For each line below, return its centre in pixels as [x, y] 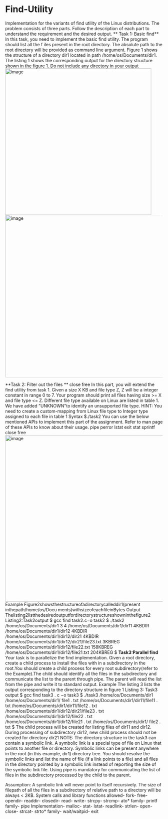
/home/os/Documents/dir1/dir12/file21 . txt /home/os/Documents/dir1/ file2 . [83, 722]
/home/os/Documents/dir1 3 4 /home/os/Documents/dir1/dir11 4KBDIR [77, 625]
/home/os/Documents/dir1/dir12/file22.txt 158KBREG [59, 647]
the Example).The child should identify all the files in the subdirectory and [81, 673]
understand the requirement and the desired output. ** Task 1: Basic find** [82, 34]
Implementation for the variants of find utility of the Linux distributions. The [82, 23]
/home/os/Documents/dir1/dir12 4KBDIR [46, 631]
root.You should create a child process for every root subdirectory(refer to [81, 668]
